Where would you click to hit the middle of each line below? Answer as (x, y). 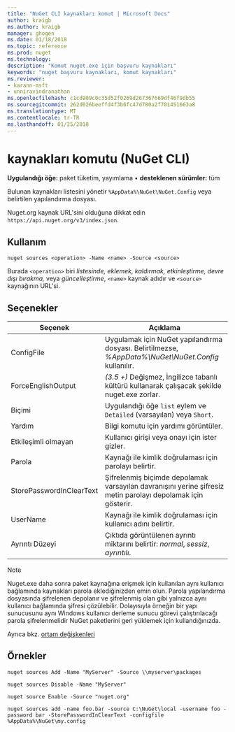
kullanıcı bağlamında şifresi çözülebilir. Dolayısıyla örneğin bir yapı (102, 606)
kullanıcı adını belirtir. (140, 524)
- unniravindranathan (39, 92)
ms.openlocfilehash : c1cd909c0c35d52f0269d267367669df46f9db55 (101, 99)
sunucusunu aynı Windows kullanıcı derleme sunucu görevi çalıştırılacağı (113, 613)
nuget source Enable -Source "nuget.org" (69, 696)
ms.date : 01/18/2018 (37, 40)
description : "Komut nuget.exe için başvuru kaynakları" (92, 66)
